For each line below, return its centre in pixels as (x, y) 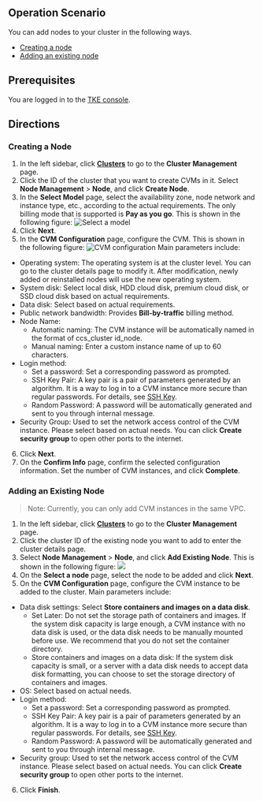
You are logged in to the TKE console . (69, 99)
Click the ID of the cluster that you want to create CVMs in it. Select (129, 181)
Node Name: (40, 322)
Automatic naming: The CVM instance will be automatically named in (143, 330)
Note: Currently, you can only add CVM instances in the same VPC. (137, 509)
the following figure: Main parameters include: (130, 248)
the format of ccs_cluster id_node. (87, 338)
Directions (34, 124)
